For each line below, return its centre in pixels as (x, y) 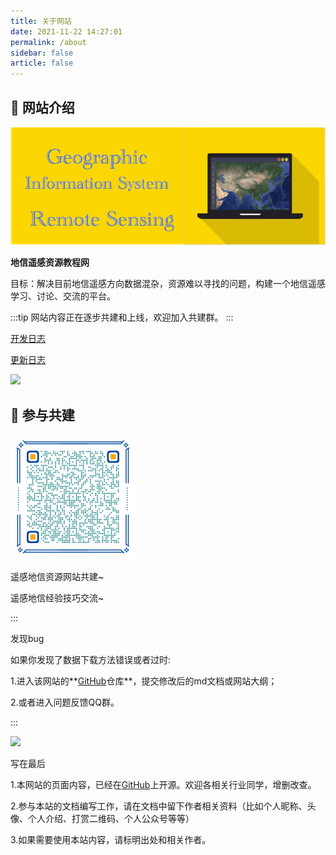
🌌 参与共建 (42, 415)
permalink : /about (48, 42)
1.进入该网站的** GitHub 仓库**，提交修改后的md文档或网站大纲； (144, 681)
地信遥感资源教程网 (50, 262)
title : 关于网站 (41, 21)
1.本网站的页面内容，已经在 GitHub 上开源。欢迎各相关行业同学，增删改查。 (163, 784)
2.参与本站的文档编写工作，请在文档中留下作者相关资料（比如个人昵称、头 (163, 806)
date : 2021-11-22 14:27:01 (66, 31)
